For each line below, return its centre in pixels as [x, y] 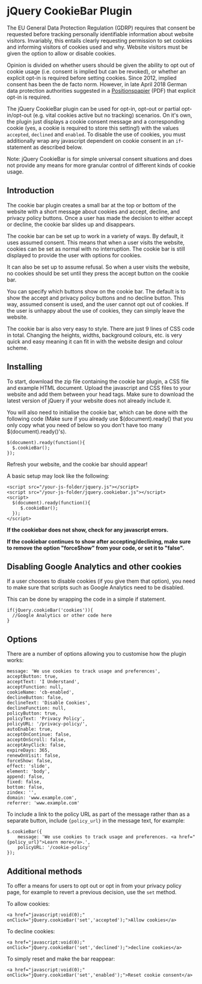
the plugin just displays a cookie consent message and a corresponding [96, 121]
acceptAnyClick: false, [37, 745]
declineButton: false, [35, 698]
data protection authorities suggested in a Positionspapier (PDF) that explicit [101, 90]
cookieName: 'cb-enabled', [41, 692]
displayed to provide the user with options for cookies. [74, 255]
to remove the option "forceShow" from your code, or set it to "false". [96, 548]
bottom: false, [26, 788]
